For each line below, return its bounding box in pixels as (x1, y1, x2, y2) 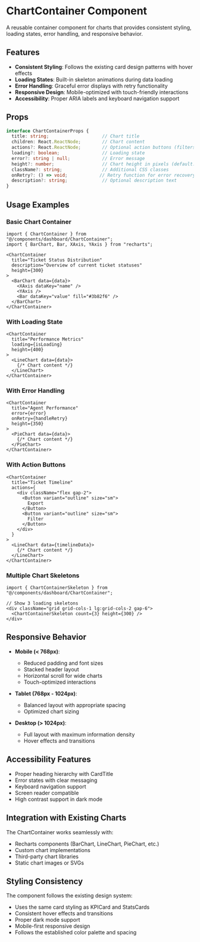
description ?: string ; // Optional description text (11, 177, 177, 184)
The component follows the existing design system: (6, 892, 133, 899)
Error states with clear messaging (14, 777, 98, 784)
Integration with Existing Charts (6, 813, 127, 823)
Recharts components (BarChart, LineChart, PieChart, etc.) (14, 840, 160, 847)
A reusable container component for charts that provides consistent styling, (6, 24, 192, 31)
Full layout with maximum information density (23, 731, 135, 738)
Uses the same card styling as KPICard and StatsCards (14, 903, 150, 911)
